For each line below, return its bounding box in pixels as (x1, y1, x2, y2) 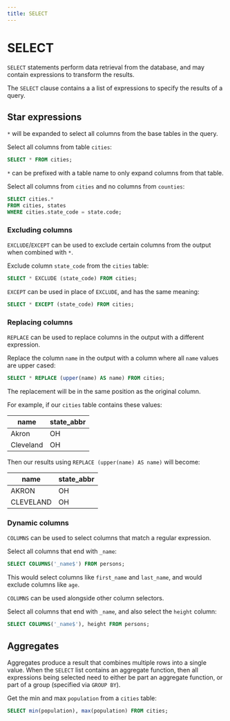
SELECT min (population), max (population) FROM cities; (7, 707, 169, 714)
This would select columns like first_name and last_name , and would (7, 573, 202, 582)
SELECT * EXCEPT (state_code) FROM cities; (7, 301, 135, 309)
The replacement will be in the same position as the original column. (7, 388, 201, 396)
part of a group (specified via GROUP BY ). (7, 680, 121, 688)
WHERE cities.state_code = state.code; (7, 209, 122, 216)
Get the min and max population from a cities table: (7, 694, 157, 702)
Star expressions (7, 111, 82, 123)
